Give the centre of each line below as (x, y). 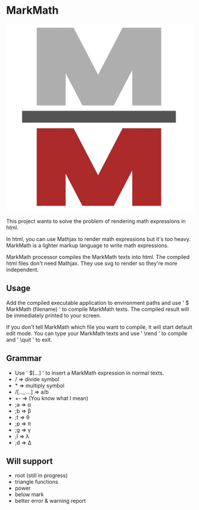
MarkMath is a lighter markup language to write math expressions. (87, 245)
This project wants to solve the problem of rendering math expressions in (96, 221)
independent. (23, 270)
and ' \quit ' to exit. (29, 339)
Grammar (24, 358)
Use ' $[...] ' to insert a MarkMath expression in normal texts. (89, 373)
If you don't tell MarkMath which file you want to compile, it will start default (99, 327)
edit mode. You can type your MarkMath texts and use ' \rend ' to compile (97, 333)
